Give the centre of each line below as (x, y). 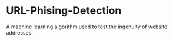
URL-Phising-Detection (64, 11)
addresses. (20, 32)
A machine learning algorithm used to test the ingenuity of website (87, 27)
